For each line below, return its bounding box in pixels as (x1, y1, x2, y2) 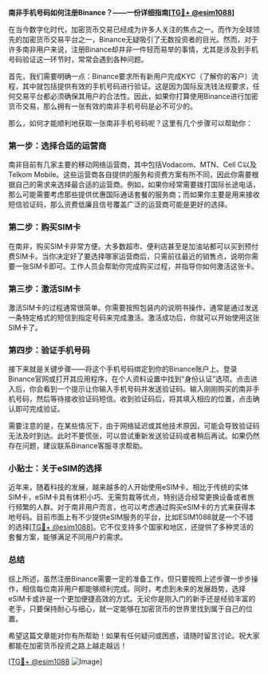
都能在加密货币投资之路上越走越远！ (8, 640, 128, 650)
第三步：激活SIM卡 (8, 283, 81, 294)
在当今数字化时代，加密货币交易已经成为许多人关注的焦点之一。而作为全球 (8, 25, 253, 34)
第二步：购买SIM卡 (8, 222, 81, 233)
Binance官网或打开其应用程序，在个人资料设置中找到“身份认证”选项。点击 (8, 374, 251, 384)
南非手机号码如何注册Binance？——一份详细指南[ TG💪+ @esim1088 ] (8, 8, 235, 17)
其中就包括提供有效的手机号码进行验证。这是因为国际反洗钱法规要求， (22, 81, 253, 91)
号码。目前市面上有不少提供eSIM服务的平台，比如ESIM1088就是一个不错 (14, 512, 254, 522)
